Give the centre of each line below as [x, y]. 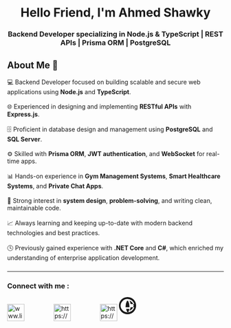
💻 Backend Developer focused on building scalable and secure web [104, 82]
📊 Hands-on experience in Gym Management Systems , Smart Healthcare [114, 176]
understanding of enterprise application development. [84, 258]
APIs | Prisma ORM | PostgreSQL [115, 43]
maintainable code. [34, 208]
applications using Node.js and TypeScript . [69, 91]
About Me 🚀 [33, 65]
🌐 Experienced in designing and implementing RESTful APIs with [99, 106]
